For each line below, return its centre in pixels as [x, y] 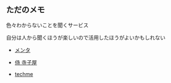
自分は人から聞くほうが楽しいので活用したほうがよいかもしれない [86, 37]
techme [24, 74]
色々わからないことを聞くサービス [47, 25]
